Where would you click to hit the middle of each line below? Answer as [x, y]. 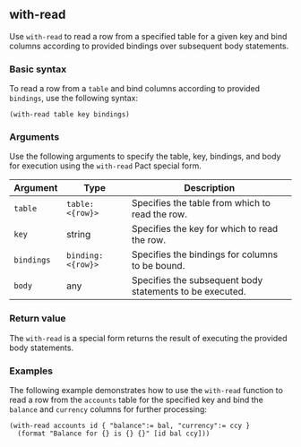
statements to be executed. [189, 292]
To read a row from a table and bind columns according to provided [135, 89]
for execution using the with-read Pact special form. [105, 166]
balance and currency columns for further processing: [108, 409]
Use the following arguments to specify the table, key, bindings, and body [145, 157]
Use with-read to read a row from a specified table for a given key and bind [148, 36]
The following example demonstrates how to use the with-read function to [146, 390]
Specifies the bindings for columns [205, 254]
